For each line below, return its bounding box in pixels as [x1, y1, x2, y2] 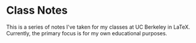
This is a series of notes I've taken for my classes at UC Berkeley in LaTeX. [6, 23, 191, 30]
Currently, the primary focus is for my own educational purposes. [6, 29, 168, 36]
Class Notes [6, 4, 68, 17]
